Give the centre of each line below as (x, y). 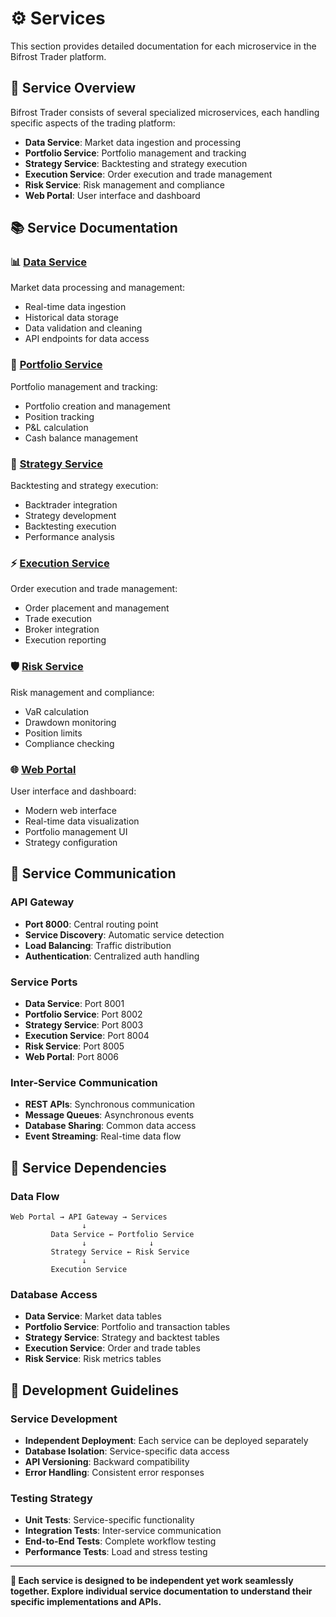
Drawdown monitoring (70, 722)
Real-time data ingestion (75, 307)
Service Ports (44, 982)
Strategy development (70, 516)
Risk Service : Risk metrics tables (93, 1359)
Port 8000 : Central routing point (91, 924)
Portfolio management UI (76, 831)
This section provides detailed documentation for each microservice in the (163, 46)
